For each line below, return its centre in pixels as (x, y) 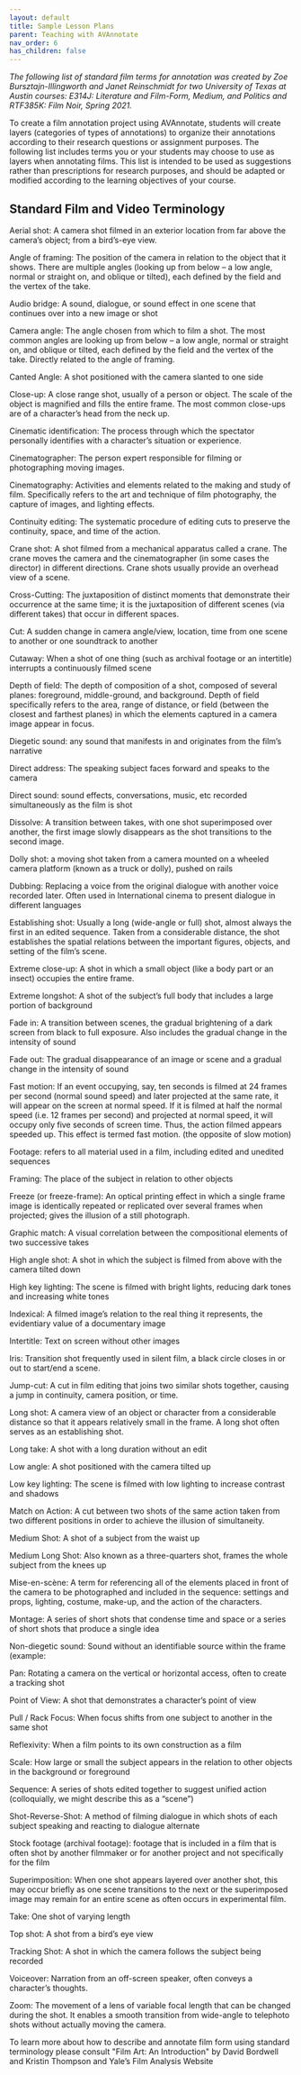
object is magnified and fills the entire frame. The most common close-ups (147, 404)
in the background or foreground (70, 1771)
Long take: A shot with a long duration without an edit (108, 1449)
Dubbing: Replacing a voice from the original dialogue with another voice (144, 886)
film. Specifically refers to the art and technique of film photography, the (143, 494)
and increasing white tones (59, 1296)
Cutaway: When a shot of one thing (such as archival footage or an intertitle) (151, 658)
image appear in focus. (52, 724)
